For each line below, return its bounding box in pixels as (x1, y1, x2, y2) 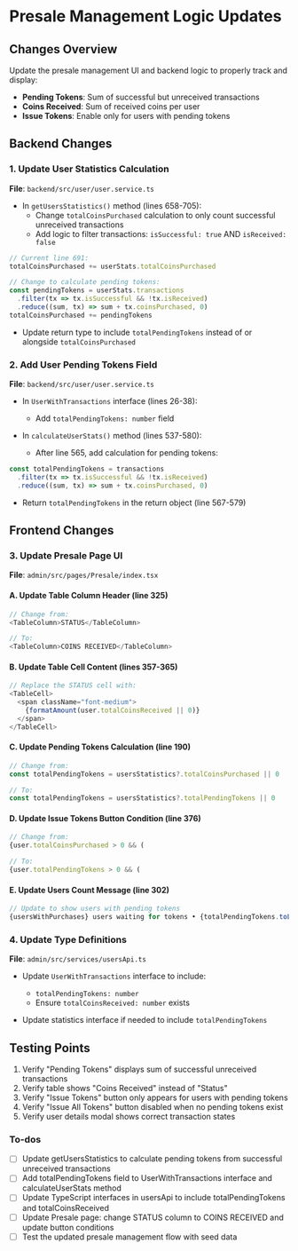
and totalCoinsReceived (21, 1202, 109, 1213)
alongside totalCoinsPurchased (21, 336, 136, 347)
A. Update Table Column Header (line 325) (9, 590, 169, 601)
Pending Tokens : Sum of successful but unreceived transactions (21, 91, 260, 102)
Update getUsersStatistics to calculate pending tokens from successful (21, 1153, 283, 1164)
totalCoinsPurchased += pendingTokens (9, 311, 153, 320)
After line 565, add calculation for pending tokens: (35, 447, 219, 458)
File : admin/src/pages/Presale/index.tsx (9, 570, 159, 581)
